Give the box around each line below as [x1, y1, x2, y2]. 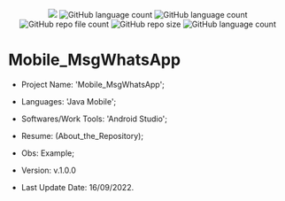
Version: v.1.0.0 [20, 165, 77, 175]
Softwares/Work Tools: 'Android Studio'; [20, 113, 168, 124]
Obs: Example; [20, 147, 74, 158]
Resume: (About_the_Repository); [20, 130, 143, 141]
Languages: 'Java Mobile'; [20, 96, 117, 106]
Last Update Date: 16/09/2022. [20, 182, 135, 192]
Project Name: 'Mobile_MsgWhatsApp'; [20, 79, 166, 89]
